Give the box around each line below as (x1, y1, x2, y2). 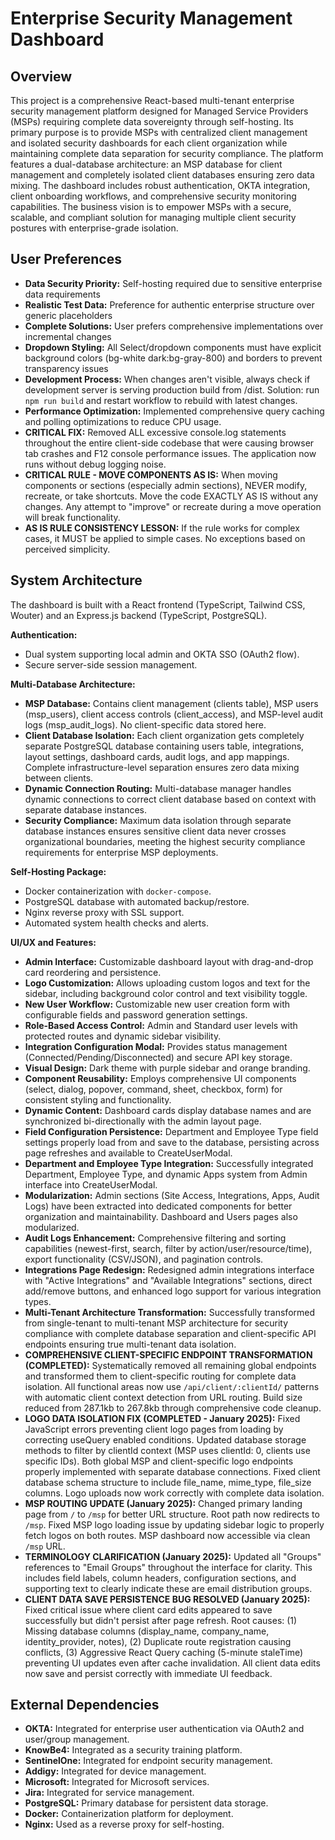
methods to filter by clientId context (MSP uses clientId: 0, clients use (24, 1444, 311, 1456)
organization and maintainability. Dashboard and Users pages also (24, 1210, 298, 1222)
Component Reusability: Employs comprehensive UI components (24, 1072, 297, 1084)
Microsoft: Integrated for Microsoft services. (24, 1776, 210, 1788)
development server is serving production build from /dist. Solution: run (24, 383, 320, 396)
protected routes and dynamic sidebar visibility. (24, 1030, 222, 1042)
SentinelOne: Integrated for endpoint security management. (24, 1755, 273, 1767)
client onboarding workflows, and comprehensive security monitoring (10, 190, 297, 202)
